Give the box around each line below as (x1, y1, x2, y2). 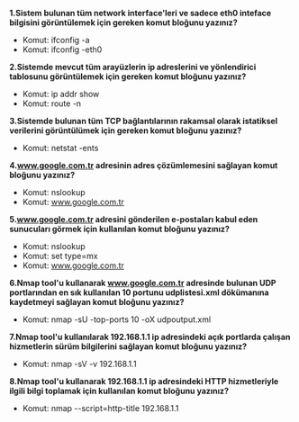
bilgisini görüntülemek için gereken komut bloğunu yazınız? (9, 17, 238, 28)
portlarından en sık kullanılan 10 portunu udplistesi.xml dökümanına (9, 287, 269, 298)
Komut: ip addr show (22, 89, 100, 99)
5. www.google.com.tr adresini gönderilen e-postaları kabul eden (9, 214, 258, 224)
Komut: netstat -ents (22, 143, 99, 153)
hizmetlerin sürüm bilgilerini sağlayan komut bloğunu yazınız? (9, 341, 248, 352)
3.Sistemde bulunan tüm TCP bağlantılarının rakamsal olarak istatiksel (9, 116, 278, 126)
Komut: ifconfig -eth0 (22, 44, 103, 55)
